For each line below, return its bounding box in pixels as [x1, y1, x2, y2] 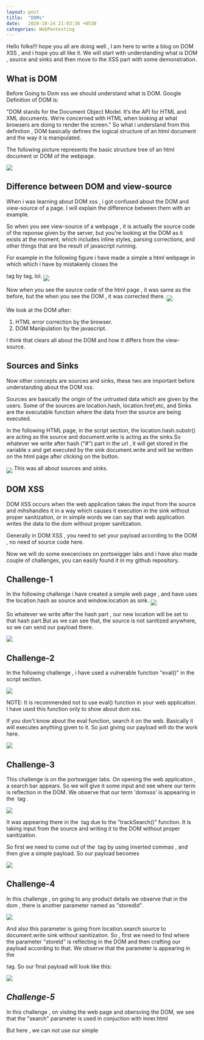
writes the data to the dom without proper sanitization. [6, 520, 142, 527]
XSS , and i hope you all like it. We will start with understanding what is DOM [6, 50, 198, 57]
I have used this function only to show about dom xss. [6, 706, 142, 713]
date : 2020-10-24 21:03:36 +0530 [6, 20, 97, 26]
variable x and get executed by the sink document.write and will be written [6, 446, 194, 453]
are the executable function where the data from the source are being [6, 408, 181, 416]
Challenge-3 [6, 759, 55, 770]
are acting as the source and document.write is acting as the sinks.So [6, 433, 181, 440]
